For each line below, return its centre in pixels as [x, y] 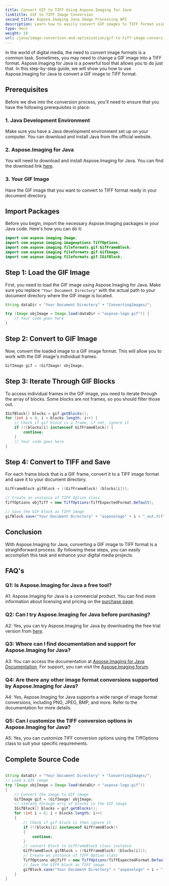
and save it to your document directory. [46, 479]
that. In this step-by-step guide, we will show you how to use [68, 68]
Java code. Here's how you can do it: [44, 229]
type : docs [17, 29]
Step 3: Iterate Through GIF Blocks [60, 381]
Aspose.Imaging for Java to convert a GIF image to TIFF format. [71, 74]
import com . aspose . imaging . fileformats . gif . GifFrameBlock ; [68, 248]
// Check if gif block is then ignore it [67, 822]
